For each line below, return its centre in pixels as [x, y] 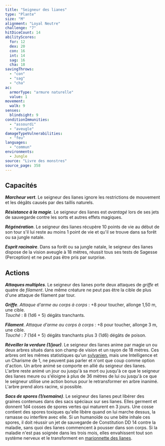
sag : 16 [17, 60]
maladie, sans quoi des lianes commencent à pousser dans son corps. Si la [81, 428]
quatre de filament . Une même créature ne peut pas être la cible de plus [78, 290]
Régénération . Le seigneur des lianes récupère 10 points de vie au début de [82, 227]
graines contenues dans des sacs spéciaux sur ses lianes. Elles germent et [81, 401]
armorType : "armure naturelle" [42, 92]
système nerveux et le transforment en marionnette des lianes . [69, 438]
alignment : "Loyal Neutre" [33, 23]
